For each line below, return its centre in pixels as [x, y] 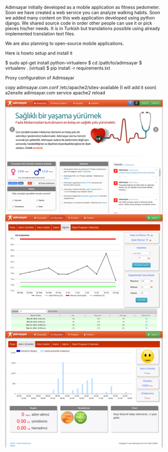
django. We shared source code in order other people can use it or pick [79, 23]
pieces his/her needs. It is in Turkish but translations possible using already [83, 28]
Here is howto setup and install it [39, 53]
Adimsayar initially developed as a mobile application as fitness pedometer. [82, 7]
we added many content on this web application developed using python [80, 18]
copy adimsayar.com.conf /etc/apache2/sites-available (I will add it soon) [81, 87]
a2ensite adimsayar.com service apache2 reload [55, 93]
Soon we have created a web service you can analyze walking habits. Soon [83, 12]
